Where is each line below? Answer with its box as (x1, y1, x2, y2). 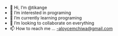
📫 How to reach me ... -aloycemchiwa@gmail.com (9, 26, 113, 31)
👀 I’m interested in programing (9, 10, 71, 16)
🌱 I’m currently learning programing (9, 15, 82, 20)
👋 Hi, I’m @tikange (9, 5, 48, 10)
